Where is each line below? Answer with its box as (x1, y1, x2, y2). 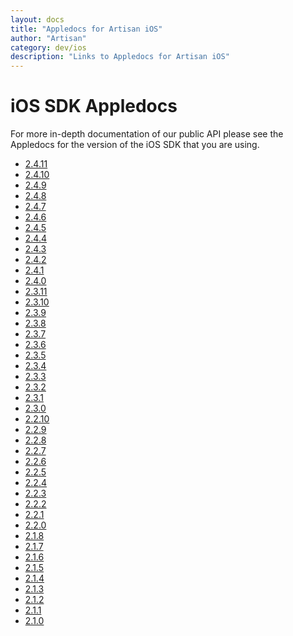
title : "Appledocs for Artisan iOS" (10, 24, 163, 34)
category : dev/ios (10, 42, 87, 53)
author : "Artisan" (10, 33, 87, 43)
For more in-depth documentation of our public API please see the (10, 128, 284, 140)
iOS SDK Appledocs (10, 95, 178, 118)
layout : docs (10, 14, 65, 25)
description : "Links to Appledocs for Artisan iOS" (10, 52, 230, 62)
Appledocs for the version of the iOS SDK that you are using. (10, 139, 260, 151)
